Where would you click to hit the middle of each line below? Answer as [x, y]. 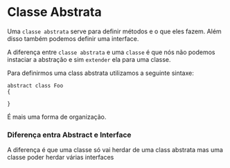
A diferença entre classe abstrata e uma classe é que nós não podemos [111, 52]
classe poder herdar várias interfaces [61, 158]
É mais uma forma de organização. [57, 117]
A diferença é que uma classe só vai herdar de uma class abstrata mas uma [115, 150]
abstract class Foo [35, 85]
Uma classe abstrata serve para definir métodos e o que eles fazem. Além [114, 31]
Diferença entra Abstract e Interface [69, 135]
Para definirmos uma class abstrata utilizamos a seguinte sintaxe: [100, 73]
